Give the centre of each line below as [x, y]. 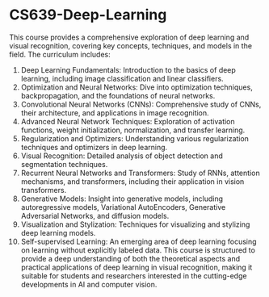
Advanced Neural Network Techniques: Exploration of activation [128, 121]
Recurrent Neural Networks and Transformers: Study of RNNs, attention [141, 173]
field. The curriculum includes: [60, 54]
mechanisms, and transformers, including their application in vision [132, 181]
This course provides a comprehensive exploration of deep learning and [129, 37]
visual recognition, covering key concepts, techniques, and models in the [131, 45]
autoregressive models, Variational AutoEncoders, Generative [123, 207]
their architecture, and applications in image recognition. [115, 113]
